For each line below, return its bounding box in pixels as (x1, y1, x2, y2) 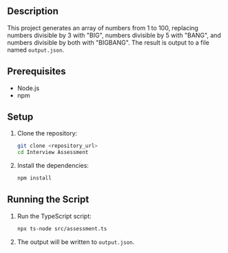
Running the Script (7, 194, 90, 206)
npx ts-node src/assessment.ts (17, 225, 107, 232)
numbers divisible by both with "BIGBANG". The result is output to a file (7, 38, 210, 47)
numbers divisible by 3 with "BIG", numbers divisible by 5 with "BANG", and (7, 31, 222, 39)
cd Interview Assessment (17, 149, 89, 156)
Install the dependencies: (17, 162, 90, 170)
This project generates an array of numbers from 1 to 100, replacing (7, 23, 198, 32)
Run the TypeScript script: (17, 212, 92, 220)
